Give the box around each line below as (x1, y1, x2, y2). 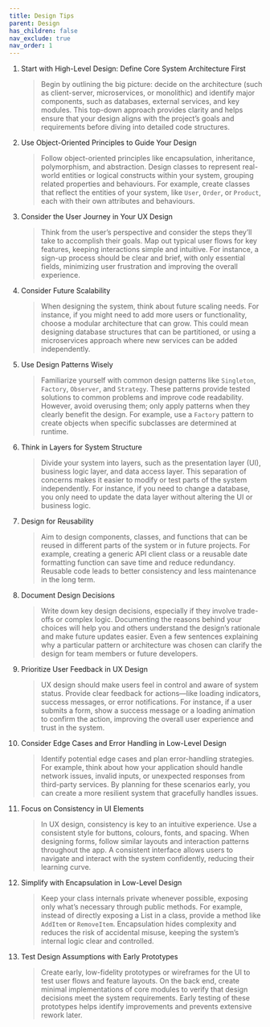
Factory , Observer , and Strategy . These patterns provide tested (40, 384, 251, 394)
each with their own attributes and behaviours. (40, 197, 195, 206)
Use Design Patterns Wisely (20, 360, 113, 370)
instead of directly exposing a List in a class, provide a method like (40, 911, 261, 921)
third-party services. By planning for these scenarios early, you (40, 780, 251, 789)
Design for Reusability (20, 516, 94, 526)
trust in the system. (40, 723, 105, 733)
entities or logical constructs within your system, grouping (61, 171, 254, 180)
